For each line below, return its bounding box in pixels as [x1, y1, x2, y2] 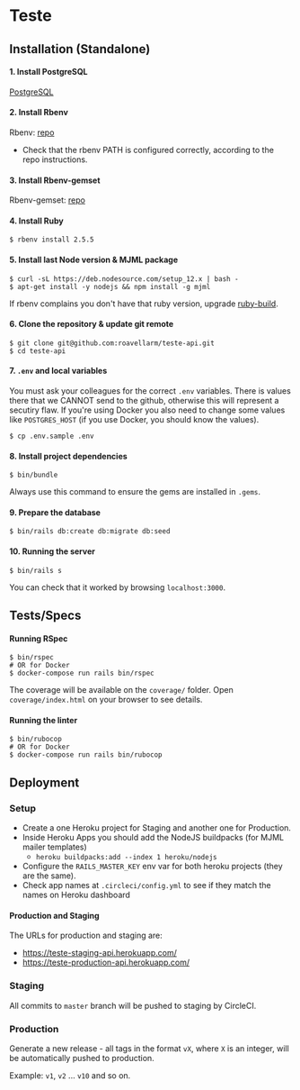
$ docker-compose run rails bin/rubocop [9, 750, 163, 759]
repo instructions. [22, 154, 88, 165]
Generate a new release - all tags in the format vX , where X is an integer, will [9, 1042, 289, 1054]
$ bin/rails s [9, 566, 63, 575]
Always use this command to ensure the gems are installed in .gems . [9, 486, 261, 497]
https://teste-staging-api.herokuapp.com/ [22, 948, 177, 958]
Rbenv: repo [9, 127, 55, 138]
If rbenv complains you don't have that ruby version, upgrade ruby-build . [9, 298, 278, 309]
